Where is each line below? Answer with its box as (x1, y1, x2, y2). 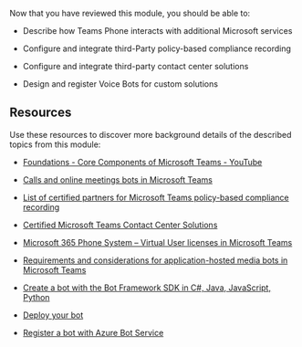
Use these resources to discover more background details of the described (9, 129, 292, 140)
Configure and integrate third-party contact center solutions (22, 61, 249, 71)
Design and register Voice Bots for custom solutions (22, 79, 219, 89)
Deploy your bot (22, 310, 84, 321)
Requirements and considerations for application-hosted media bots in (22, 255, 288, 266)
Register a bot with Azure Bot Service (22, 327, 164, 338)
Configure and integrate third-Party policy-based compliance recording (22, 43, 292, 54)
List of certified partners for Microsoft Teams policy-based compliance (22, 192, 289, 203)
